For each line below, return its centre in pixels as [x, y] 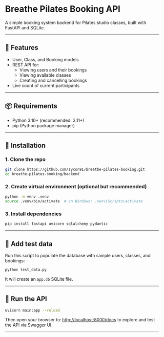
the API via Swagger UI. [29, 325]
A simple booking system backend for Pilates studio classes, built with [76, 22]
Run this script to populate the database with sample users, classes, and [78, 256]
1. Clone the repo [25, 159]
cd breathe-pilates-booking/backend [42, 174]
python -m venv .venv [27, 197]
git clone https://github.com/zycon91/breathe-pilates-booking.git [75, 170]
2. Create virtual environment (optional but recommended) [76, 186]
